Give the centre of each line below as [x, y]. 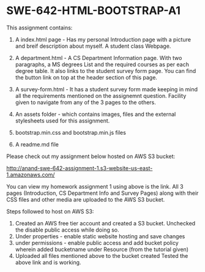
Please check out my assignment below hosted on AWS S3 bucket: [91, 156]
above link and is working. [48, 262]
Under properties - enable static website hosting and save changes [100, 236]
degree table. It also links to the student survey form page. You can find [106, 70]
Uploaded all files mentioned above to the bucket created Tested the [102, 255]
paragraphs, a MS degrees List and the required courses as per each [102, 64]
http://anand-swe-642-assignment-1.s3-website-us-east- [80, 168]
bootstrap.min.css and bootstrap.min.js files [71, 132]
